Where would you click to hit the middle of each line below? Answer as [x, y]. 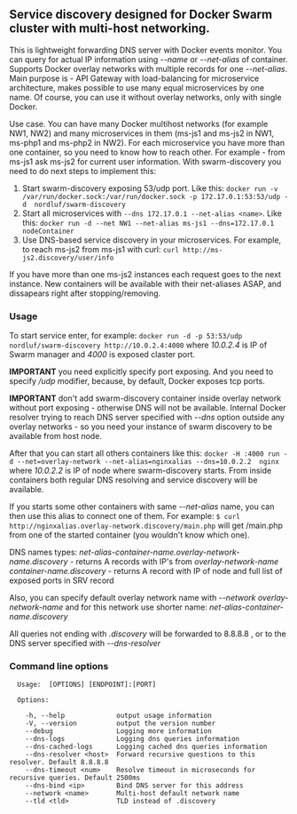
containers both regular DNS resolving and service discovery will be [133, 480]
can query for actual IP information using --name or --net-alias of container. [148, 59]
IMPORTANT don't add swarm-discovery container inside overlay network [145, 398]
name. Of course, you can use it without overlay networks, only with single [145, 97]
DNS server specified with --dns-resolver [85, 643]
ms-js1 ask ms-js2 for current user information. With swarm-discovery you [145, 161]
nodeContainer [48, 231]
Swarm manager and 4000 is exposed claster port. [102, 355]
